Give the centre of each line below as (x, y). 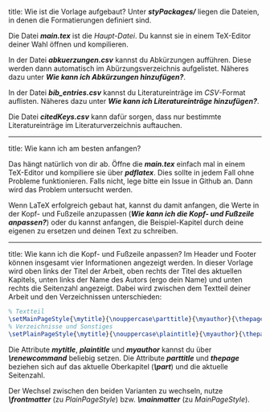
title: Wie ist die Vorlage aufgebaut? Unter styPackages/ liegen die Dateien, (134, 12)
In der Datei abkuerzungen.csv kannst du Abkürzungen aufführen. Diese (130, 60)
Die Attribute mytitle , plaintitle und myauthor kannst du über (110, 349)
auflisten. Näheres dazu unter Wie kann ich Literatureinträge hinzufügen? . (134, 101)
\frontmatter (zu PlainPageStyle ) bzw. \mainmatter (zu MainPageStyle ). (129, 399)
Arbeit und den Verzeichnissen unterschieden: (85, 297)
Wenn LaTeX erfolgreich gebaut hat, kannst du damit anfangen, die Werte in (134, 205)
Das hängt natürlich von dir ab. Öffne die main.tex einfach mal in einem (127, 164)
